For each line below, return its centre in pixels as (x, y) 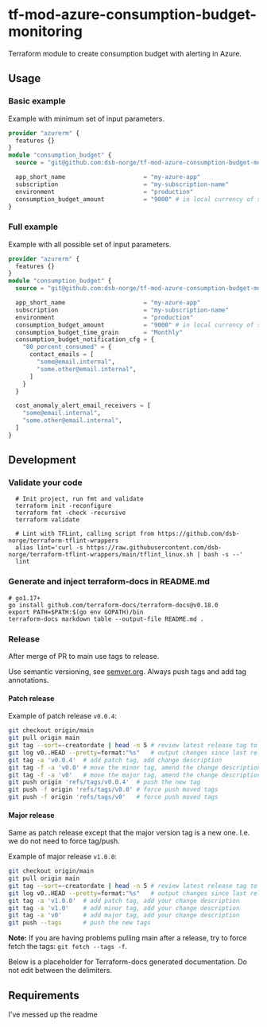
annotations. (29, 680)
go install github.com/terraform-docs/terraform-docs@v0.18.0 (113, 605)
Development (43, 460)
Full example (33, 227)
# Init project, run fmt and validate (80, 499)
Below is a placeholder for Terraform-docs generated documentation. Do (128, 962)
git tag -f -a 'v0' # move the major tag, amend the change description (135, 775)
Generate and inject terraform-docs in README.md (109, 582)
